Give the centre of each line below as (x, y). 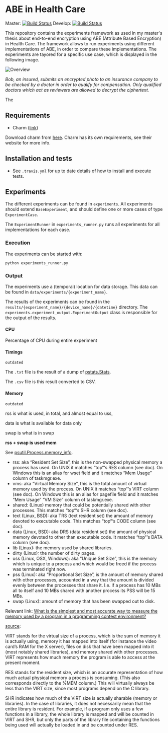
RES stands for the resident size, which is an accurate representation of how (84, 672)
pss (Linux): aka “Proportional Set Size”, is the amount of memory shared (88, 574)
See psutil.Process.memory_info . (39, 452)
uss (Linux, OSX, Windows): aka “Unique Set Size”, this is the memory (85, 558)
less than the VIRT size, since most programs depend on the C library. (77, 688)
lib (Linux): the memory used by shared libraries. (62, 548)
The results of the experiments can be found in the (58, 302)
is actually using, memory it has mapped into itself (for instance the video (81, 641)
